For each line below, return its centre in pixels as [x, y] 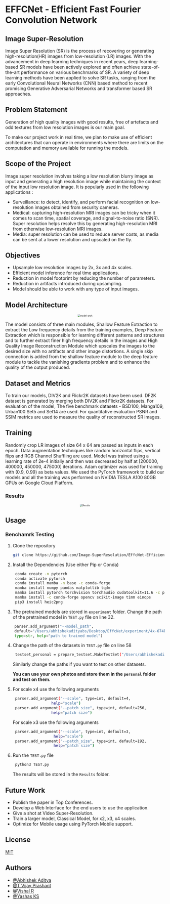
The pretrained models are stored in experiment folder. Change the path [87, 612]
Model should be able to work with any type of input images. [76, 289]
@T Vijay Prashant [32, 885]
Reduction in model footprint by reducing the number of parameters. [84, 278]
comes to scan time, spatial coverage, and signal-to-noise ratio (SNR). [86, 218]
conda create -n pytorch [41, 574]
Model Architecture [37, 305]
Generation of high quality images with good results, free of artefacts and [82, 122]
